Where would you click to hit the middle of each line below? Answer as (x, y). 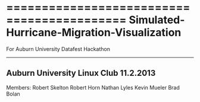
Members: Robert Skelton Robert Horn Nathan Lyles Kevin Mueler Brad (93, 87)
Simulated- (157, 20)
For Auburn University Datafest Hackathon (58, 49)
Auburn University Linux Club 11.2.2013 (81, 73)
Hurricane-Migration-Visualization (94, 33)
